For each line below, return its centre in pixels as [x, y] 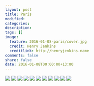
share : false [18, 60]
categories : [17, 23]
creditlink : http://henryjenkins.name [49, 51]
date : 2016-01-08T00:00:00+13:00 [39, 64]
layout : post [18, 10]
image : [12, 37]
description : [18, 28]
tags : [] [14, 32]
